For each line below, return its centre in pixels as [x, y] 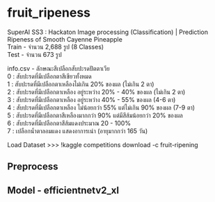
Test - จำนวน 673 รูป [34, 54]
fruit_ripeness [49, 13]
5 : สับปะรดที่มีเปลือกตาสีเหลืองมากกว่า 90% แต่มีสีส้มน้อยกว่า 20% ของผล [95, 115]
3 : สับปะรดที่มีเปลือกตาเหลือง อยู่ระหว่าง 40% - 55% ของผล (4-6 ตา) [91, 99]
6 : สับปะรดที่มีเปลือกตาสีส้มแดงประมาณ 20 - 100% [69, 123]
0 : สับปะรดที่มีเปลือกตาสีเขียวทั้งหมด [49, 76]
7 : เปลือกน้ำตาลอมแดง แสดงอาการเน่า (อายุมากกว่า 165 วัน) [78, 131]
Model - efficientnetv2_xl [63, 190]
